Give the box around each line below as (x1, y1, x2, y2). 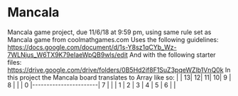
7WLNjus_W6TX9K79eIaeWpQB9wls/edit (7, 50, 128, 59)
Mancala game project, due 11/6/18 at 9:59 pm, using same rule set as (7, 28, 212, 36)
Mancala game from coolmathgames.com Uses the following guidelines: (7, 35, 219, 43)
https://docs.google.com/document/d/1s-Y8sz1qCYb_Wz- (7, 43, 177, 51)
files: (7, 58, 22, 66)
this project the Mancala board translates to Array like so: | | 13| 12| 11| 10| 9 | (7, 73, 232, 82)
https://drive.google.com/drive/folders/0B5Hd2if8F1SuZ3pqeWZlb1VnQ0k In (7, 65, 231, 74)
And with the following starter (129, 50, 216, 59)
